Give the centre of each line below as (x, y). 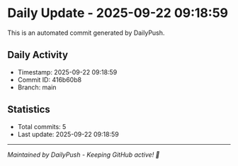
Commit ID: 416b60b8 (50, 79)
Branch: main (37, 87)
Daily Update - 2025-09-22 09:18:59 (118, 13)
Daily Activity (38, 55)
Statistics (29, 110)
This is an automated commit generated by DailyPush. (86, 33)
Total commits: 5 (42, 126)
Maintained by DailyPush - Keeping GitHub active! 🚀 (84, 155)
